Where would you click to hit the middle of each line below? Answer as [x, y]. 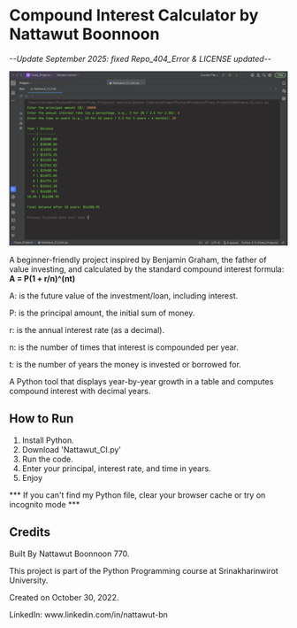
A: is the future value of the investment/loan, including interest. [124, 295]
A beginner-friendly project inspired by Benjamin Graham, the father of [138, 260]
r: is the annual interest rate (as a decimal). [87, 330]
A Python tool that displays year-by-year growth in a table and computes [141, 381]
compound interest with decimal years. [80, 391]
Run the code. [47, 459]
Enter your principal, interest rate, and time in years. [116, 468]
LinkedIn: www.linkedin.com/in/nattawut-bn [88, 614]
